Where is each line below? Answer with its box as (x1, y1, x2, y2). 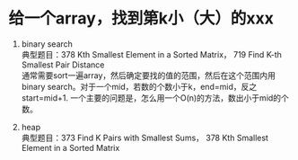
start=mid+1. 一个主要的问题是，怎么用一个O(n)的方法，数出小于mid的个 (21, 92, 289, 103)
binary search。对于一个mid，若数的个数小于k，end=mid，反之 (21, 81, 258, 92)
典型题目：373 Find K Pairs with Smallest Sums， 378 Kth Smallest (21, 132, 268, 143)
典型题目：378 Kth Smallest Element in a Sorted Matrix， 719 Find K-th (21, 49, 282, 59)
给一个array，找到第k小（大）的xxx (8, 8, 275, 29)
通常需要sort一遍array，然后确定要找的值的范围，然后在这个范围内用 (21, 69, 276, 81)
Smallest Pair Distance (21, 59, 105, 70)
